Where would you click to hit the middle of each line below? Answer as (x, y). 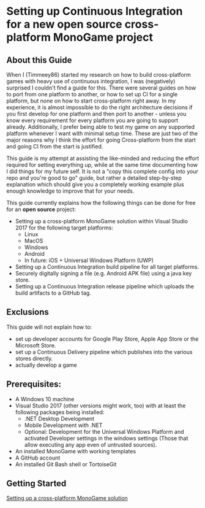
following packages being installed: (60, 412)
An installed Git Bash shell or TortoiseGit (66, 464)
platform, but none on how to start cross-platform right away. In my (91, 101)
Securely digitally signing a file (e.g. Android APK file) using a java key (103, 273)
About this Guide (39, 60)
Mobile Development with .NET (63, 425)
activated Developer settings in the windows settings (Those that (106, 438)
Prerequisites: (34, 384)
